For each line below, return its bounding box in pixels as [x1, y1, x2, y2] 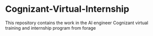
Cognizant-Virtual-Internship [5, 3, 129, 15]
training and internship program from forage [5, 25, 96, 31]
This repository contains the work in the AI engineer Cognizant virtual [5, 20, 148, 26]
